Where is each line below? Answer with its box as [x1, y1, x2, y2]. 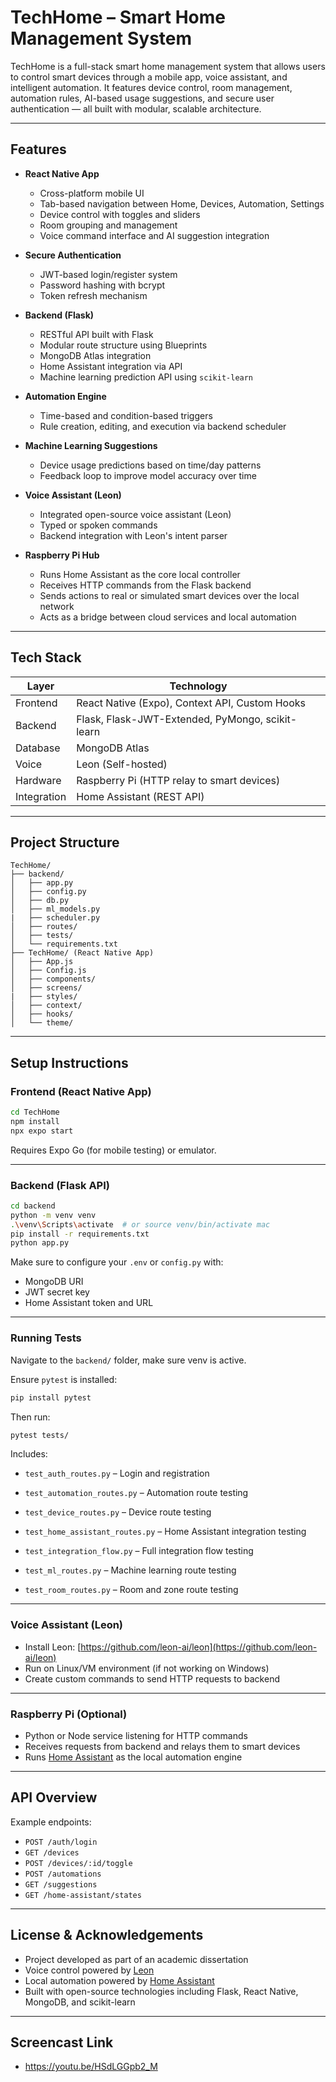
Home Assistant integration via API [39, 360, 183, 372]
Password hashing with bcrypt [39, 279, 166, 291]
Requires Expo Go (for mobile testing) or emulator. [10, 1144, 217, 1156]
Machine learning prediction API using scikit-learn [39, 371, 254, 383]
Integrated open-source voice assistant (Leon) [39, 508, 232, 520]
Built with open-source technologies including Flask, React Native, [24, 1985, 299, 1997]
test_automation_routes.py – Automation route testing [24, 1487, 249, 1499]
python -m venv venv [10, 1210, 97, 1220]
